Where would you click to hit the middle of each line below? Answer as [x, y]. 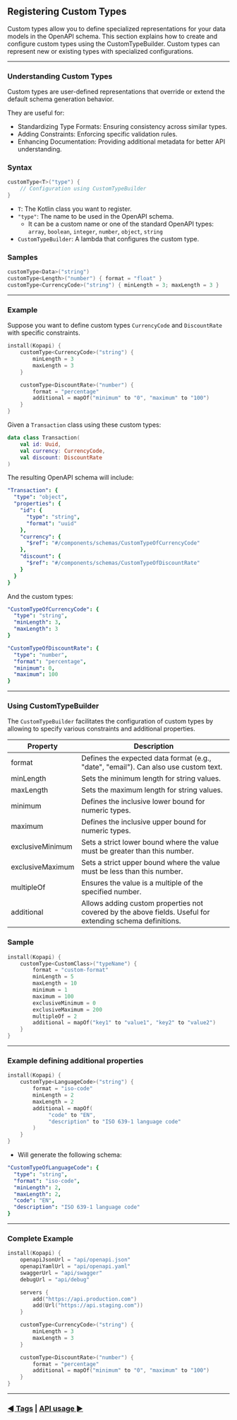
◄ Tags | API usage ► [45, 1408]
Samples [23, 257]
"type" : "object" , [41, 497]
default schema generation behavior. [61, 99]
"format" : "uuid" [51, 523]
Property [43, 746]
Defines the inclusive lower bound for [143, 801]
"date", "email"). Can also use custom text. [152, 767]
